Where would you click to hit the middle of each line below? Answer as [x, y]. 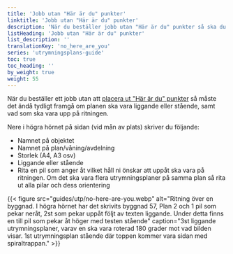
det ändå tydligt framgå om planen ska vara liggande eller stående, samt [111, 106]
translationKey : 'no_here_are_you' [59, 46]
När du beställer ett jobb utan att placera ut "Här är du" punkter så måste [112, 99]
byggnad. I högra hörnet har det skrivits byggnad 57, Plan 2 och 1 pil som [112, 206]
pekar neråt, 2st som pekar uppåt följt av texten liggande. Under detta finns [116, 213]
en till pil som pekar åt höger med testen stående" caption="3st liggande [112, 221]
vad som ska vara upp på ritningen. [58, 113]
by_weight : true [31, 72]
